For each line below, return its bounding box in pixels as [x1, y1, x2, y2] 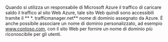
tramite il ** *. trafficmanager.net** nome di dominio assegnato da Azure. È [5, 15, 163, 21]
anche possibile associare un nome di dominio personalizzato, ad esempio [5, 20, 163, 26]
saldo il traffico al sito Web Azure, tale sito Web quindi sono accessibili [5, 10, 154, 16]
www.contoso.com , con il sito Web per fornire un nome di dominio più [5, 26, 153, 32]
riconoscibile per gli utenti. [5, 31, 61, 37]
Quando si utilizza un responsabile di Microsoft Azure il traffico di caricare [5, 5, 162, 10]
